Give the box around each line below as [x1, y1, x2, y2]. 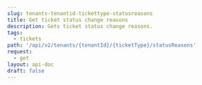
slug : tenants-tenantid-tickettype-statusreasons [7, 10, 154, 17]
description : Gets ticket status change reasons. [7, 23, 154, 29]
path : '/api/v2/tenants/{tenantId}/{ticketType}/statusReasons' [7, 42, 196, 49]
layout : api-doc [7, 61, 54, 68]
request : [7, 49, 33, 56]
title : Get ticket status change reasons [7, 16, 129, 23]
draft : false [7, 67, 45, 74]
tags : [7, 29, 23, 36]
